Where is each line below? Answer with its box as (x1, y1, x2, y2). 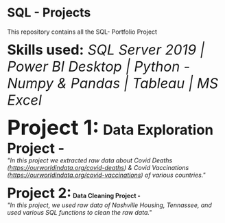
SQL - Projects (7, 5, 91, 21)
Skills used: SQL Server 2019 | (7, 41, 205, 59)
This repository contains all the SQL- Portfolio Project (7, 28, 158, 36)
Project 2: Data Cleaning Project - (7, 184, 141, 202)
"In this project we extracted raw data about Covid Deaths (7, 156, 173, 164)
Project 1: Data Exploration (7, 114, 214, 140)
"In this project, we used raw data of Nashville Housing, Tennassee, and (7, 201, 213, 209)
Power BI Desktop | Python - (7, 57, 191, 75)
